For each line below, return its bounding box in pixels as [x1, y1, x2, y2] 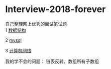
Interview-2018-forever [5, 4, 106, 15]
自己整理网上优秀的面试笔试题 [5, 21, 67, 27]
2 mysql [5, 37, 22, 43]
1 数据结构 [5, 27, 26, 33]
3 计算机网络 [5, 47, 32, 53]
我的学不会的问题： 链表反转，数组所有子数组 [5, 58, 99, 64]
